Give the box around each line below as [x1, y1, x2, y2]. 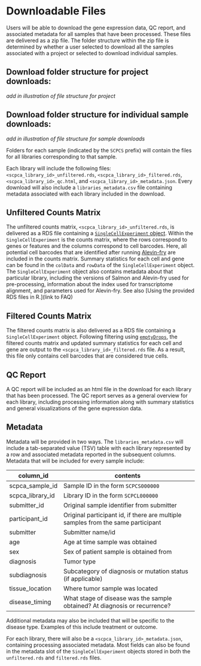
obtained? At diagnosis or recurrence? [63, 601, 171, 610]
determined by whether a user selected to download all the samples [6, 43, 173, 50]
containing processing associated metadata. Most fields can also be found [6, 641, 190, 649]
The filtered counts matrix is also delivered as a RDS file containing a [6, 327, 176, 334]
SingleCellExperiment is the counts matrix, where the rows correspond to [6, 236, 187, 244]
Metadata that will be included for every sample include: [6, 457, 145, 464]
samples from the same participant [63, 518, 162, 526]
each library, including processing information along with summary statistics [6, 398, 194, 406]
